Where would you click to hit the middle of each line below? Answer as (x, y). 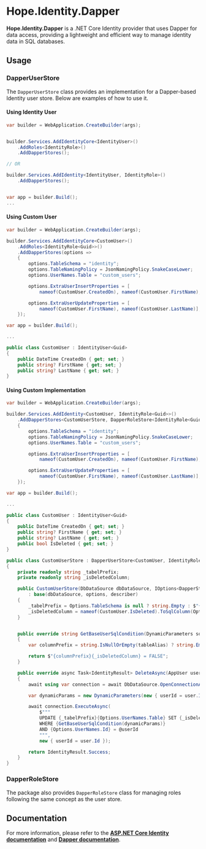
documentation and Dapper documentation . (63, 840)
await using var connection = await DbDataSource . (94, 684)
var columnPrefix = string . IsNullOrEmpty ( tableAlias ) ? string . (112, 645)
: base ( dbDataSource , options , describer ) (83, 595)
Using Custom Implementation (46, 390)
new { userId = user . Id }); (75, 741)
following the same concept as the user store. (64, 799)
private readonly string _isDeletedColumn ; (74, 578)
